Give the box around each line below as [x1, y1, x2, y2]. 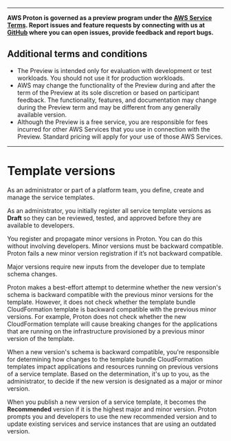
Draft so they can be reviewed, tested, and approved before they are [7, 214, 201, 222]
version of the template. [7, 334, 75, 342]
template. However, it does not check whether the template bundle [7, 298, 196, 306]
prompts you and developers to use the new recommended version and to [7, 412, 217, 420]
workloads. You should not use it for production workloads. [16, 74, 185, 82]
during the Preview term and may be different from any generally [16, 103, 201, 111]
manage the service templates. [7, 193, 95, 201]
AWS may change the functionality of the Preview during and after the [16, 81, 216, 90]
